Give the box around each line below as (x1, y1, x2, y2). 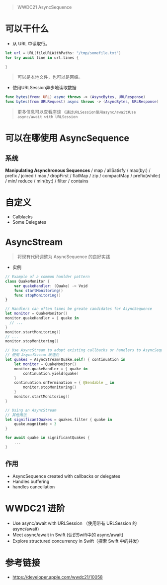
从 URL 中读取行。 (12, 40, 50, 46)
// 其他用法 (5, 412, 27, 418)
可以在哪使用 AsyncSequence (5, 133, 130, 144)
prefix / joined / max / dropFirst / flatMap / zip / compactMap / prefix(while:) (5, 173, 161, 179)
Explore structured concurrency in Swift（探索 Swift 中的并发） (12, 538, 142, 544)
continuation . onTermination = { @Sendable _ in (14, 380, 114, 385)
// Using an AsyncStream (5, 408, 57, 413)
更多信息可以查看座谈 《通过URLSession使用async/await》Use (17, 109, 136, 115)
